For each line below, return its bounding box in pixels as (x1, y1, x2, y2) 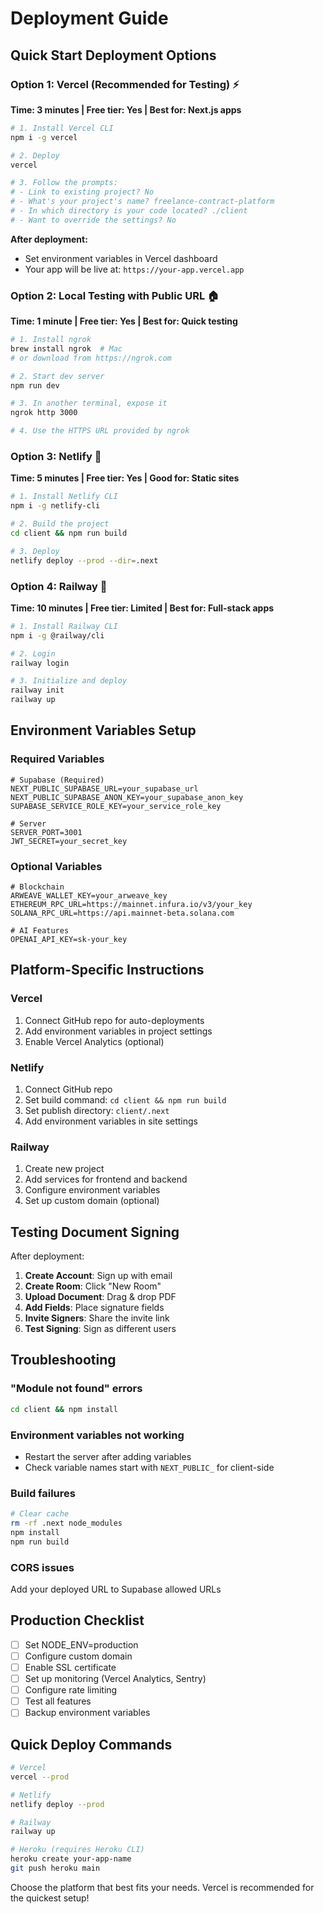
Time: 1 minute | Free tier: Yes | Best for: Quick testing (10, 315, 238, 327)
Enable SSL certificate (24, 1661, 117, 1673)
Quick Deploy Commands (10, 1736, 173, 1753)
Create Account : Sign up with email (24, 1270, 173, 1282)
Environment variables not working (10, 1428, 185, 1442)
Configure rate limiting (24, 1684, 118, 1696)
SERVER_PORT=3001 (10, 827, 83, 837)
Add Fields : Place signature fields (24, 1302, 165, 1314)
